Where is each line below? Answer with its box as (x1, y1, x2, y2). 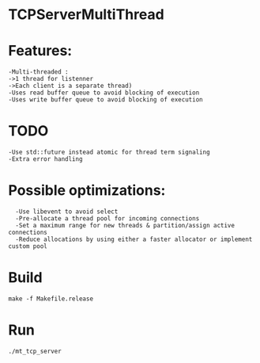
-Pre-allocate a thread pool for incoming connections (15, 215, 200, 223)
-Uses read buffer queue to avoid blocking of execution (8, 89, 200, 97)
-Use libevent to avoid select (15, 208, 119, 216)
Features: (8, 42, 73, 60)
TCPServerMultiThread (8, 6, 164, 24)
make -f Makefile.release (8, 295, 93, 303)
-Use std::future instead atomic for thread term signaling (8, 148, 211, 156)
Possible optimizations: (8, 181, 166, 200)
